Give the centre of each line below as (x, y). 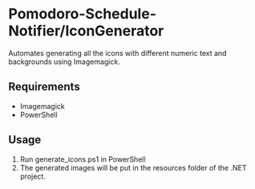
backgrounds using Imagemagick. (64, 62)
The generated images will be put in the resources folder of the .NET (133, 167)
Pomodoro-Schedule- (82, 14)
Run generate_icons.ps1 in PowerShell (83, 159)
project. (32, 176)
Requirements (44, 87)
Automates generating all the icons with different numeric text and (117, 53)
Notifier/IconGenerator (86, 31)
